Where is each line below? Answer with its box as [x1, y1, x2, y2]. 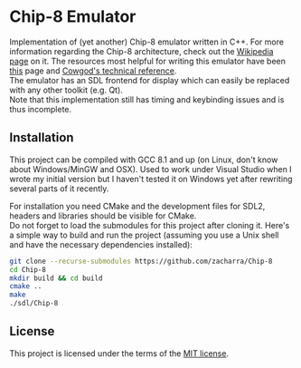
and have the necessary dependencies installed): [9, 238, 193, 250]
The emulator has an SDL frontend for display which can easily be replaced [9, 74, 290, 85]
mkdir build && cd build [9, 274, 103, 283]
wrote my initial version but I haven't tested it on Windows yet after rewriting [9, 173, 293, 184]
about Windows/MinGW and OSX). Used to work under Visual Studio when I [9, 163, 292, 174]
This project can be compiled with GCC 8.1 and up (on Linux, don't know [9, 154, 278, 165]
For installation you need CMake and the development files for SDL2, [9, 200, 266, 211]
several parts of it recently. [9, 183, 109, 194]
